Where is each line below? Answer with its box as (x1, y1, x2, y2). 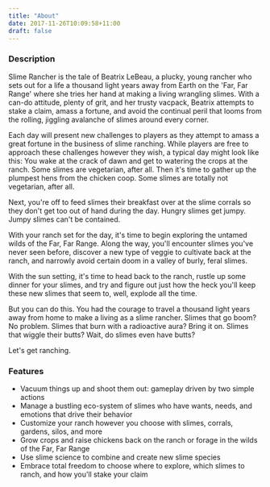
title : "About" (8, 11, 60, 20)
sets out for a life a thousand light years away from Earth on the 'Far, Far (8, 80, 248, 89)
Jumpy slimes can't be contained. (8, 214, 121, 224)
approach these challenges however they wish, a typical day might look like (8, 147, 260, 157)
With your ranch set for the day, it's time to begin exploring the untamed (8, 230, 247, 239)
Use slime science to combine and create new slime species (19, 452, 221, 462)
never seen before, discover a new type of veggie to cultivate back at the (8, 247, 251, 256)
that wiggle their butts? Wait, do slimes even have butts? (8, 330, 196, 339)
